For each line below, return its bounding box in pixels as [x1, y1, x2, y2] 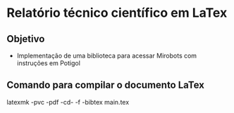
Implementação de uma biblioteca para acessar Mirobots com [16, 51, 197, 60]
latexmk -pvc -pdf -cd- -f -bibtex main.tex [6, 98, 130, 106]
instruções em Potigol [16, 59, 80, 67]
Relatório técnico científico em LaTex [6, 5, 228, 21]
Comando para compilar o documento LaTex [6, 79, 205, 91]
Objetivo [6, 33, 45, 45]
